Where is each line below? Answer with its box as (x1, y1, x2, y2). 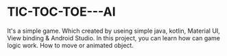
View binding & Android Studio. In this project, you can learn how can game (7, 33, 221, 42)
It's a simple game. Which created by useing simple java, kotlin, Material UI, (7, 27, 221, 35)
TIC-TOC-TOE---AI (7, 4, 116, 20)
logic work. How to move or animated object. (7, 41, 134, 49)
